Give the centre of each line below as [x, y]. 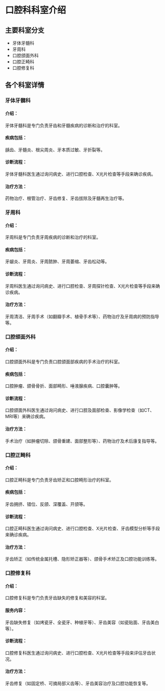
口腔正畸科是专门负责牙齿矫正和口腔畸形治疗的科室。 [59, 480]
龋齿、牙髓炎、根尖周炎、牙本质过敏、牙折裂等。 [55, 149]
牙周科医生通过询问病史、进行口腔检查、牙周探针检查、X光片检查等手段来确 [82, 286]
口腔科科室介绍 [36, 10]
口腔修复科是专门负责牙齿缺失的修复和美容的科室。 [57, 598]
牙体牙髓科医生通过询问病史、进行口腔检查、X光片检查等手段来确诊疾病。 [81, 174]
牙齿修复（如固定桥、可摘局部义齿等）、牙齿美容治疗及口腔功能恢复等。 [78, 684]
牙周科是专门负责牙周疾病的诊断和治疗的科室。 [53, 237]
